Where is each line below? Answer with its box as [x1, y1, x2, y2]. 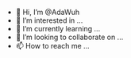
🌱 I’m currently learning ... [15, 24, 101, 33]
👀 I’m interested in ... [15, 16, 83, 25]
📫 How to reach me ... [15, 42, 90, 50]
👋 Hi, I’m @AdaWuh [15, 8, 80, 16]
